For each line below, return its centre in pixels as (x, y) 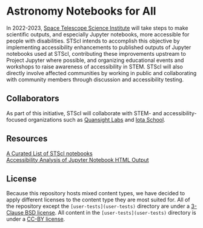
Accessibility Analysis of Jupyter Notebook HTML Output (78, 159)
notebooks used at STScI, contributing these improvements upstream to (96, 53)
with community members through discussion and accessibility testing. (95, 79)
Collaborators (33, 99)
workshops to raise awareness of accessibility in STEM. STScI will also (95, 66)
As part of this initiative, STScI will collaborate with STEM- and (84, 113)
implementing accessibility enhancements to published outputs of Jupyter (99, 47)
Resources (27, 139)
